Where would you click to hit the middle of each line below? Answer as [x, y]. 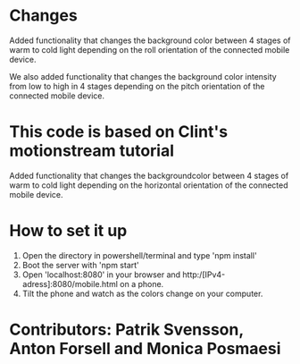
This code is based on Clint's [119, 132]
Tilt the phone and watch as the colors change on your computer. [142, 293]
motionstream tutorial [92, 151]
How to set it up [68, 231]
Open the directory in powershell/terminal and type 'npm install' [139, 255]
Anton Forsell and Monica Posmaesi [145, 349]
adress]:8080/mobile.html [70, 284]
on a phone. [142, 284]
